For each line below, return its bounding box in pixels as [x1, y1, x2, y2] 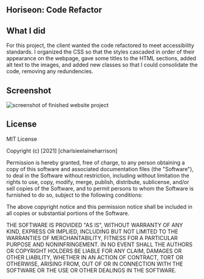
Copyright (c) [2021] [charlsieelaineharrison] [6, 147, 118, 154]
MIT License [6, 135, 38, 143]
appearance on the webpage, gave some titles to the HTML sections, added [6, 55, 196, 62]
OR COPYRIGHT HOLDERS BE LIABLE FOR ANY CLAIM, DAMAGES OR [6, 247, 182, 255]
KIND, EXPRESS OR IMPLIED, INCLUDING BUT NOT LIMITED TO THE [6, 228, 178, 235]
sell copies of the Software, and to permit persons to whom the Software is [6, 185, 194, 192]
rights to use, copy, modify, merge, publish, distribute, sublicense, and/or [6, 178, 189, 185]
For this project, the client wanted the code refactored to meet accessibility [6, 42, 194, 49]
